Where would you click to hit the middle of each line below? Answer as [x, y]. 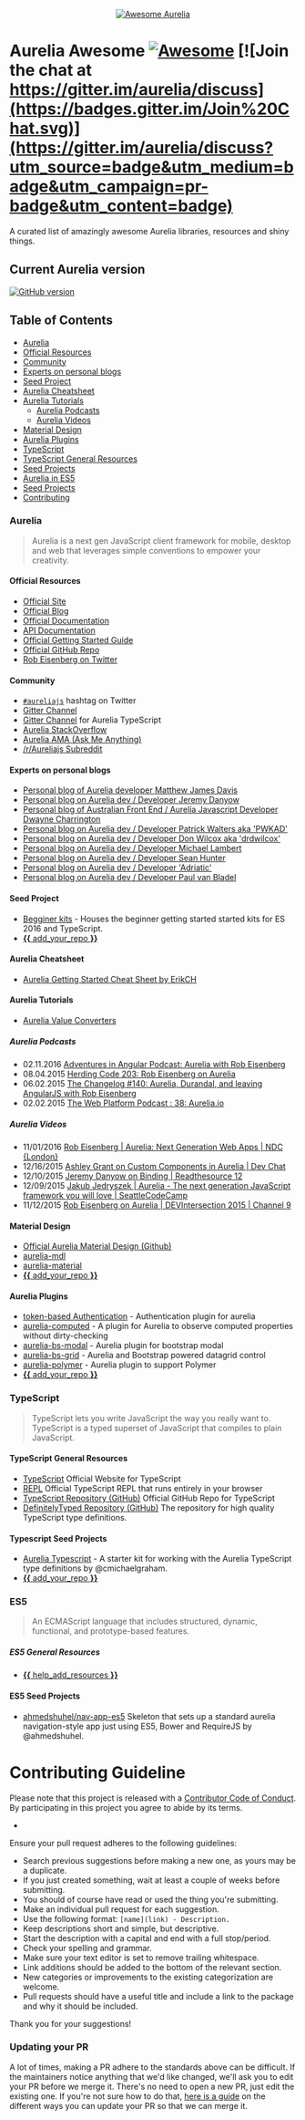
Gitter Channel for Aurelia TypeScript [92, 720]
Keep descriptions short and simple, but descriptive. [121, 1928]
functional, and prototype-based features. [110, 1631]
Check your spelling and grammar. [87, 1948]
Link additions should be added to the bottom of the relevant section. [152, 1967]
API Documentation [59, 630]
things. [22, 241]
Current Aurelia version [77, 270]
